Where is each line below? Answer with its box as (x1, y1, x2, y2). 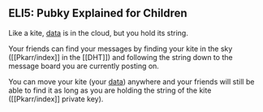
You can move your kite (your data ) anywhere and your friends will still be (8, 76, 255, 86)
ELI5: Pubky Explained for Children (8, 6, 188, 20)
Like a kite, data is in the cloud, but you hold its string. (8, 28, 188, 37)
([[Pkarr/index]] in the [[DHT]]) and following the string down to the (8, 52, 233, 62)
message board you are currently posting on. (8, 61, 160, 71)
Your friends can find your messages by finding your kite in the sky (8, 44, 233, 54)
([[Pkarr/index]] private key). (8, 93, 104, 104)
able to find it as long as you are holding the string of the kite (8, 85, 212, 95)
